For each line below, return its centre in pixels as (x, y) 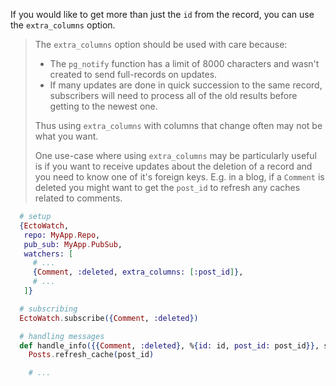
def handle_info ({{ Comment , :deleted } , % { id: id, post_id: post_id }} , (169, 345)
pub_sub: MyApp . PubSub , (73, 244)
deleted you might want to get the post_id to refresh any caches (167, 187)
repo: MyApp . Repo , (62, 235)
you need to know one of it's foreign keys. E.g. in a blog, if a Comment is (179, 177)
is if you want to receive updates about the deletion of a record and (173, 166)
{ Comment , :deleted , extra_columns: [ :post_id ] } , (138, 272)
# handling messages (62, 336)
